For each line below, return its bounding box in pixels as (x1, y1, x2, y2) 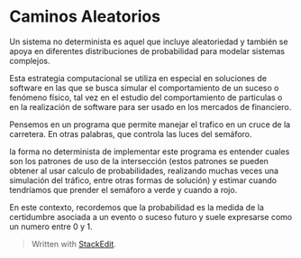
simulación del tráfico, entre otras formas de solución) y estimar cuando (9, 174, 278, 186)
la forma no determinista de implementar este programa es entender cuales (9, 146, 290, 157)
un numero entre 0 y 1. (9, 221, 93, 232)
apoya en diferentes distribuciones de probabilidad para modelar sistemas (9, 45, 286, 56)
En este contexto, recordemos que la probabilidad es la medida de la (9, 201, 264, 213)
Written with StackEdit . (31, 238, 117, 249)
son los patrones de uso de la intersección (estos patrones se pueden (9, 155, 269, 166)
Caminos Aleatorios (9, 6, 160, 27)
